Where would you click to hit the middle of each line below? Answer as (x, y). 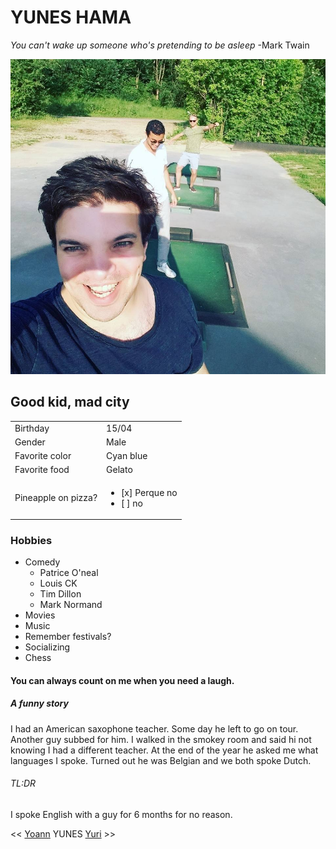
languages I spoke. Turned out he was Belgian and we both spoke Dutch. (161, 760)
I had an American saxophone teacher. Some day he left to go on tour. (154, 728)
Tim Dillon (60, 594)
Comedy (42, 562)
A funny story (39, 703)
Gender (30, 442)
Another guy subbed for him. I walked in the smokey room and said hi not (161, 739)
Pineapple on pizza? (56, 497)
